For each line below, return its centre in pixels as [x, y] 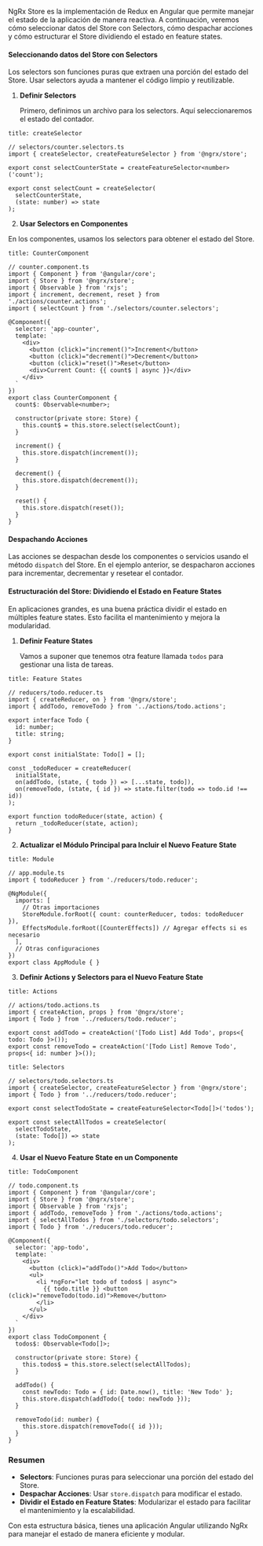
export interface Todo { [49, 720]
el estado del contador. [57, 119]
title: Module [31, 859]
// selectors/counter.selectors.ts [66, 147]
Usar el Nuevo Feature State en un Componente [99, 1157]
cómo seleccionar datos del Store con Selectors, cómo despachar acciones [131, 28]
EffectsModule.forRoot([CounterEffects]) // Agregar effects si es [135, 928]
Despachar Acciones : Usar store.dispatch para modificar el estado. [131, 1493]
